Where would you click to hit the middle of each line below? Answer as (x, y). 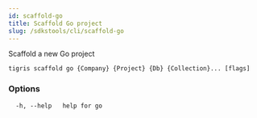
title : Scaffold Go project (56, 23)
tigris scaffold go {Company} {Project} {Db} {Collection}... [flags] (129, 69)
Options (24, 89)
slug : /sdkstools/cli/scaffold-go (66, 31)
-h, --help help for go (59, 106)
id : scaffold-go (35, 16)
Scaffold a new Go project (52, 54)
